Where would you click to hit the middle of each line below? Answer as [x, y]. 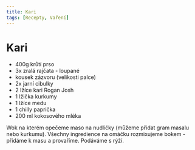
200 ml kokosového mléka [48, 116]
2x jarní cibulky [34, 84]
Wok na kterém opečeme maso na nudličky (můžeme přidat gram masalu [98, 128]
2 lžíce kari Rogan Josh [44, 90]
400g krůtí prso [35, 64]
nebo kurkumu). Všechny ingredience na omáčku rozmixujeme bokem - [96, 134]
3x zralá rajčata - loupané [47, 71]
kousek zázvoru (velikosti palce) [55, 77]
